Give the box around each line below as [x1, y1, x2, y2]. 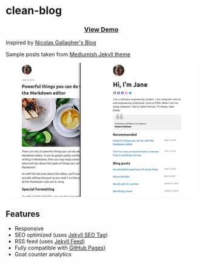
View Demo [84, 25, 119, 34]
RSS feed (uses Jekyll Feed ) [14, 238, 86, 245]
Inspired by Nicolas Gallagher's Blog [5, 39, 96, 46]
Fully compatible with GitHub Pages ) [14, 244, 106, 252]
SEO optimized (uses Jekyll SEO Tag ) [14, 231, 108, 239]
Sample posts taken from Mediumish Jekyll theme [5, 51, 131, 58]
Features [5, 209, 40, 219]
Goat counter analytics [14, 251, 72, 258]
